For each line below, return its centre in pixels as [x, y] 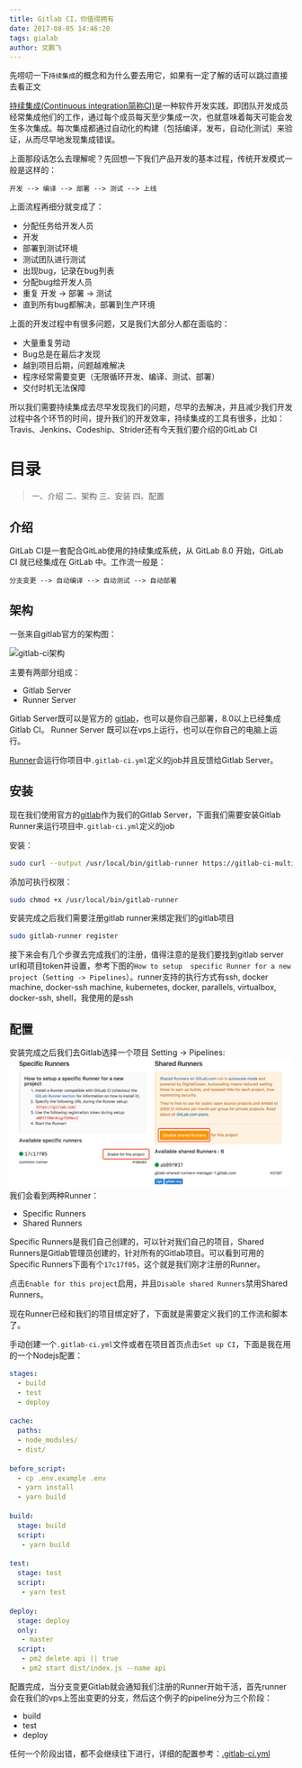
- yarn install [46, 1488]
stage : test [40, 1573]
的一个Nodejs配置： [46, 1355]
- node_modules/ [48, 1440]
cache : [22, 1421]
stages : [24, 1373]
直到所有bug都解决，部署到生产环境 [89, 305]
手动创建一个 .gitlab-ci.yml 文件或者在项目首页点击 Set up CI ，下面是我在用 [150, 1344]
